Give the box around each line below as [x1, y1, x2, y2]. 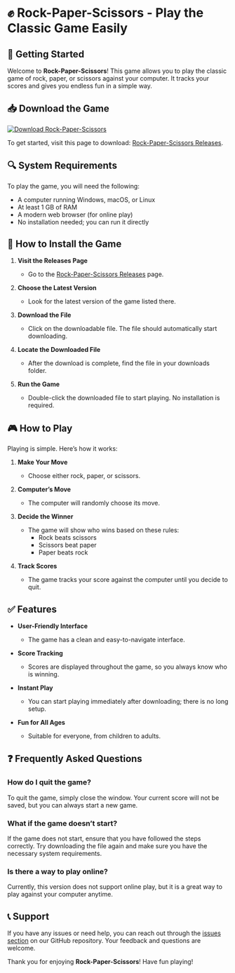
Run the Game [17, 380, 60, 388]
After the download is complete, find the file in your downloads [27, 359, 210, 367]
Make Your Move [17, 458, 68, 467]
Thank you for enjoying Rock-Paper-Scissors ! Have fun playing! [7, 958, 194, 966]
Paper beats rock [38, 548, 88, 557]
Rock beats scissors [38, 533, 97, 542]
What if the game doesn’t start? [7, 818, 118, 828]
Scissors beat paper [38, 541, 97, 550]
